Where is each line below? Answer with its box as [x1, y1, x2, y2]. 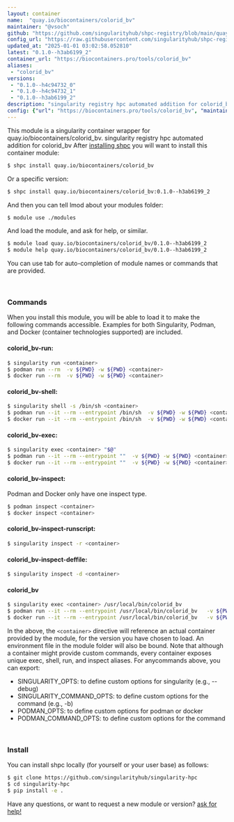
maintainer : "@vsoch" [7, 23, 70, 30]
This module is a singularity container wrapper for [7, 126, 150, 134]
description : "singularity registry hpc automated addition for [7, 101, 198, 108]
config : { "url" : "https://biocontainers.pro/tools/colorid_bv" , [7, 107, 198, 114]
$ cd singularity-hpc [7, 781, 70, 788]
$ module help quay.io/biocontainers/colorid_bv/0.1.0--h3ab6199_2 [7, 246, 208, 254]
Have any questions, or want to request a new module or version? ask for [7, 800, 217, 808]
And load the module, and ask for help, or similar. [7, 227, 148, 235]
